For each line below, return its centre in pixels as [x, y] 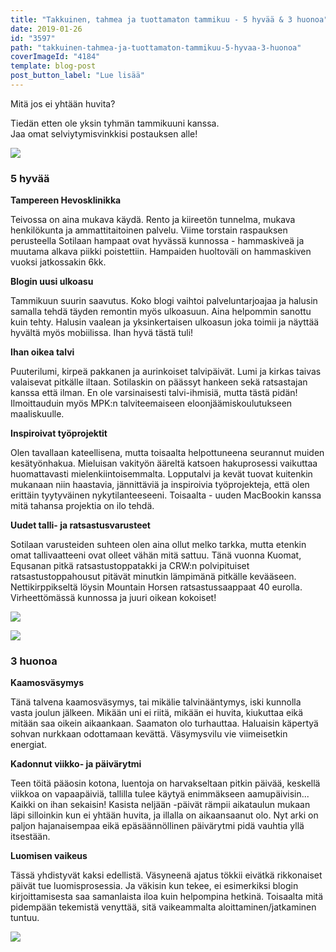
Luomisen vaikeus [49, 856]
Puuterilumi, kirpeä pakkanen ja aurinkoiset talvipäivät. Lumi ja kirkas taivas [166, 372]
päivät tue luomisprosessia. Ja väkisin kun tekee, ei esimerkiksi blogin [154, 886]
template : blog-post [53, 66]
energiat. [29, 745]
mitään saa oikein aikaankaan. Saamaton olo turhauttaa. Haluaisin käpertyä [164, 723]
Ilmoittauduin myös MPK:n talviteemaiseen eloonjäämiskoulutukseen [151, 403]
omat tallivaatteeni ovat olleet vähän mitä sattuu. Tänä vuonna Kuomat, [156, 555]
